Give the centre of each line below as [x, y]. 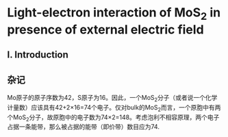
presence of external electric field [105, 29]
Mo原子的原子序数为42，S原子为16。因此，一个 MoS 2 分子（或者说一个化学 [112, 98]
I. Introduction [38, 55]
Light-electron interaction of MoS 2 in [114, 14]
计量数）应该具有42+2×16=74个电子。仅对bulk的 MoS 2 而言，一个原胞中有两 [114, 108]
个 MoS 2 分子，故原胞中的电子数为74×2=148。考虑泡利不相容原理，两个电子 [113, 118]
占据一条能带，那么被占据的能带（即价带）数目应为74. [83, 127]
